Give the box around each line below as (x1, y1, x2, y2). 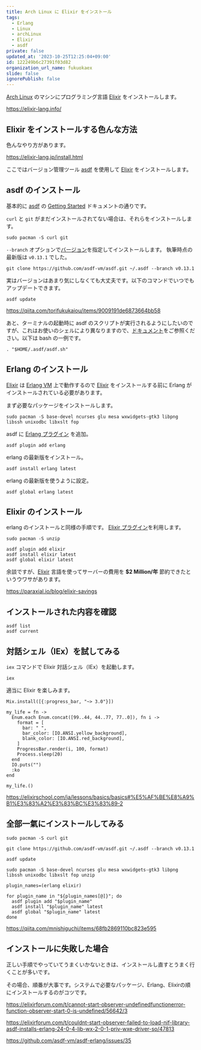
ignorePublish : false (6, 76, 61, 82)
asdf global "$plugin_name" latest (11, 909, 101, 915)
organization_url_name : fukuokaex (6, 64, 93, 71)
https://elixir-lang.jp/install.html (6, 153, 83, 160)
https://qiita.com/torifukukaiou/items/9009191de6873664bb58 (6, 306, 161, 314)
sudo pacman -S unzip (6, 536, 61, 542)
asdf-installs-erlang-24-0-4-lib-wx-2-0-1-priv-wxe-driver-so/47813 (6, 1025, 175, 1033)
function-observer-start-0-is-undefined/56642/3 (6, 1007, 128, 1014)
